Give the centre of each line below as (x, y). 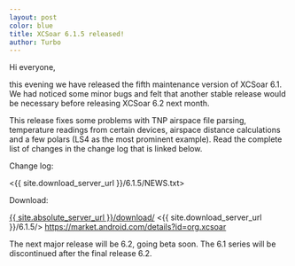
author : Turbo (35, 42)
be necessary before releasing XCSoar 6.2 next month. (109, 104)
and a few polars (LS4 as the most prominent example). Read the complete (146, 139)
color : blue (31, 26)
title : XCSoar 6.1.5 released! (67, 34)
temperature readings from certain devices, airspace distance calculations (145, 130)
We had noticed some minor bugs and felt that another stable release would (147, 94)
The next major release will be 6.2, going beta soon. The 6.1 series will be (143, 244)
